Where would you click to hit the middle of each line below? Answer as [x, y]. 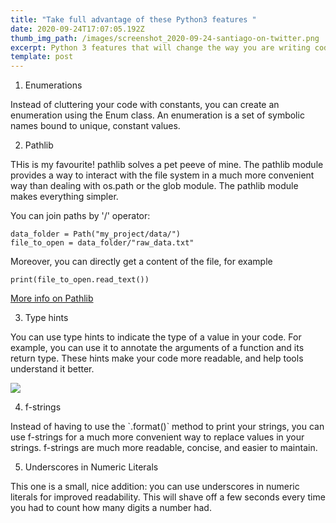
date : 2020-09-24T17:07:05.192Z [77, 29]
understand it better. [52, 369]
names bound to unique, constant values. [95, 126]
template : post [42, 57]
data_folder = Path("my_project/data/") [96, 234]
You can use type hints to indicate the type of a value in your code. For [156, 337]
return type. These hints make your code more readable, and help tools [157, 358]
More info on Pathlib [52, 298]
